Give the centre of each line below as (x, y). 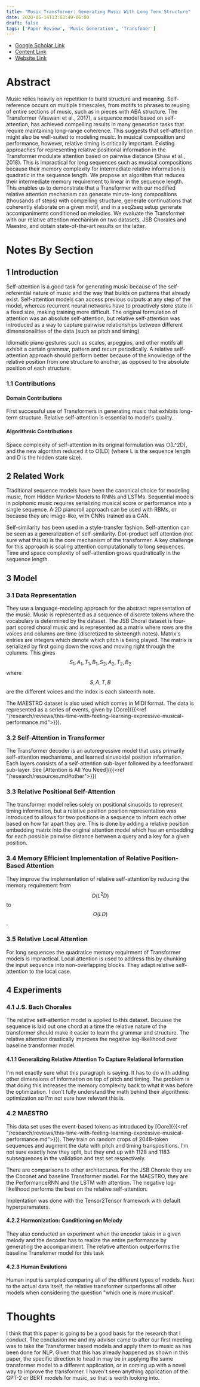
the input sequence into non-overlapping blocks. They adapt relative (90, 965)
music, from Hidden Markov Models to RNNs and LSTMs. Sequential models (100, 497)
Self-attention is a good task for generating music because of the (87, 287)
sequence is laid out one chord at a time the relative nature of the (87, 1026)
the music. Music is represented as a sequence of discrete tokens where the (100, 615)
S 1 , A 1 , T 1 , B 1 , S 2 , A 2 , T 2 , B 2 (100, 663)
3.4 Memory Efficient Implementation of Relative (78, 858)
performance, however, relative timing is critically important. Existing (90, 144)
